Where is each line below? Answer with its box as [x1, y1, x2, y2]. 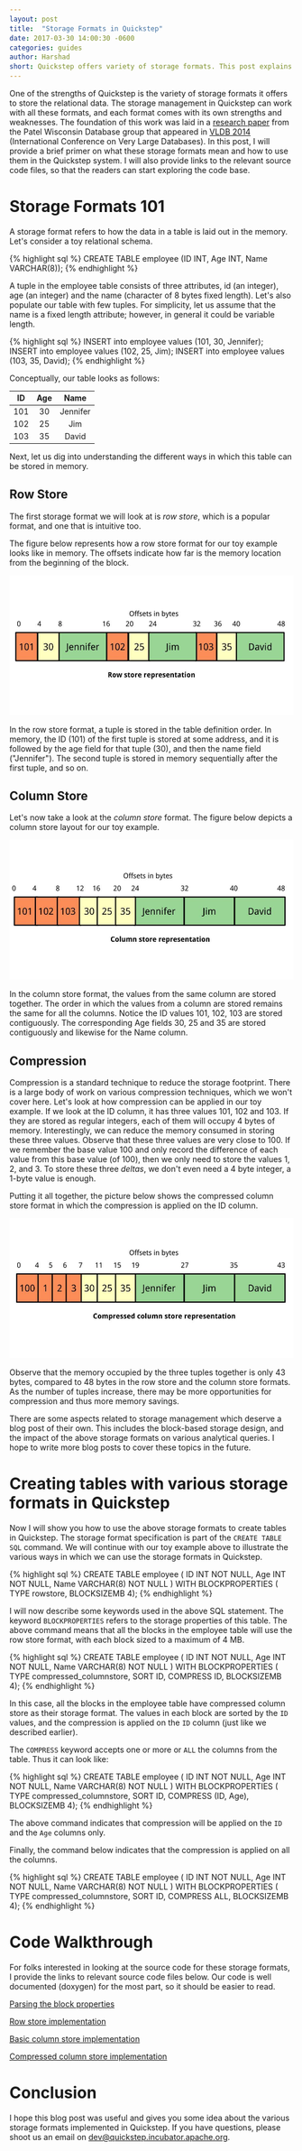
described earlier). [9, 1727, 78, 1738]
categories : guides [9, 43, 83, 52]
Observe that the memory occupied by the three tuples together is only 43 [9, 1367, 286, 1378]
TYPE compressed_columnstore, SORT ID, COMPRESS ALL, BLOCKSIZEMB [9, 1891, 289, 1902]
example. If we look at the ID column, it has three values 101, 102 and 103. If [9, 1106, 289, 1117]
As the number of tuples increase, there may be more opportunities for [9, 1386, 272, 1398]
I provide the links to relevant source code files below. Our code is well [9, 1971, 272, 1982]
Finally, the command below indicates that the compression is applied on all [9, 1845, 290, 1856]
